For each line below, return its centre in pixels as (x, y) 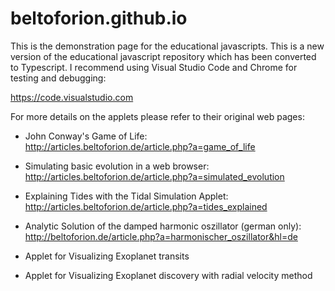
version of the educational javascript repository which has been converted (163, 56)
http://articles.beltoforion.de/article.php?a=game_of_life (140, 146)
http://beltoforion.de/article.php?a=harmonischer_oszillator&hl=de (161, 236)
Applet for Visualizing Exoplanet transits (107, 256)
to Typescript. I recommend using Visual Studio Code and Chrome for (154, 67)
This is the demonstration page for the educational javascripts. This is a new (167, 46)
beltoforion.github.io (99, 18)
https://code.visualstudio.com (72, 97)
